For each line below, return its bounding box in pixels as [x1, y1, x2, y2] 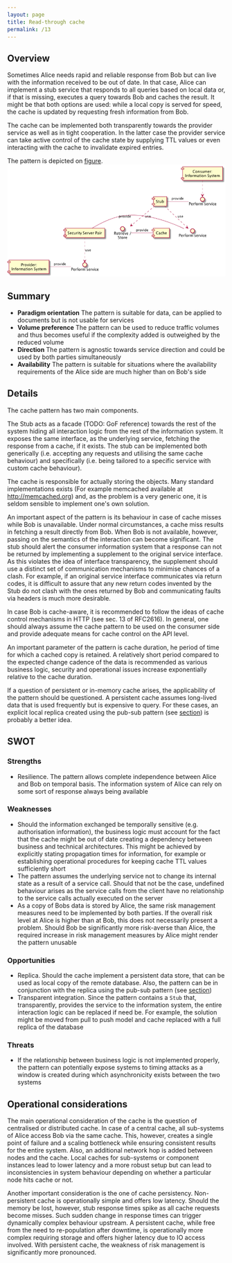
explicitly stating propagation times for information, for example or [17, 849, 206, 858]
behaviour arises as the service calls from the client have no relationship [17, 886, 224, 895]
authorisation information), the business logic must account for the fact [17, 827, 220, 836]
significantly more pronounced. [7, 1248, 97, 1257]
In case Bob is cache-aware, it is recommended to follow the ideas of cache [7, 608, 224, 616]
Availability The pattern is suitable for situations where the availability [17, 360, 217, 369]
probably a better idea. [7, 715, 73, 723]
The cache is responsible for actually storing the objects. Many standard [7, 477, 214, 485]
